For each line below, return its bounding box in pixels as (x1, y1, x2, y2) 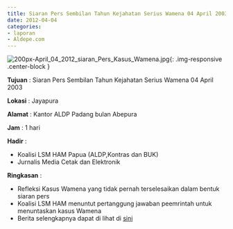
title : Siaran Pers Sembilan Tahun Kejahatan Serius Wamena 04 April (7, 10, 213, 17)
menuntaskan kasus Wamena (17, 207, 102, 215)
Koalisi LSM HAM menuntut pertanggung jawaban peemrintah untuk (17, 199, 212, 208)
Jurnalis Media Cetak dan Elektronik (17, 158, 121, 167)
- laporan (7, 29, 36, 37)
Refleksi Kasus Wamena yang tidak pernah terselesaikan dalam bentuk (17, 185, 220, 193)
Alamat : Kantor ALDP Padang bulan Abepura (7, 110, 137, 119)
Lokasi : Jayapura (7, 96, 59, 105)
